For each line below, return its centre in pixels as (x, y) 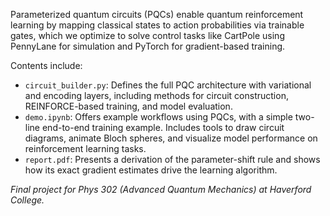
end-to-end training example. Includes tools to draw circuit (163, 127)
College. (27, 200)
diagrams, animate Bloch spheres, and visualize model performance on (171, 138)
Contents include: (46, 65)
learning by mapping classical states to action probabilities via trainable (157, 25)
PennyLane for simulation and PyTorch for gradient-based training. (148, 46)
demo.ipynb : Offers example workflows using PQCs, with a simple (158, 117)
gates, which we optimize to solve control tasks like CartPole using (147, 35)
